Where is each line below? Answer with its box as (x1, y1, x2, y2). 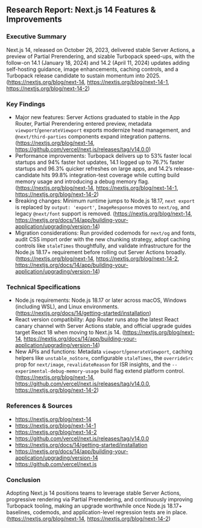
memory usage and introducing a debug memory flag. (14, 178, 150, 185)
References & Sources (6, 402, 73, 410)
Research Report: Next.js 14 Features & (6, 5, 156, 15)
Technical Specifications (6, 282, 81, 291)
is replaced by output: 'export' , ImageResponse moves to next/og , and (14, 203, 190, 210)
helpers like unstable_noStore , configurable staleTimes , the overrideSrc (14, 354, 194, 362)
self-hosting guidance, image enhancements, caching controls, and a (6, 65, 179, 73)
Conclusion (6, 475, 41, 484)
